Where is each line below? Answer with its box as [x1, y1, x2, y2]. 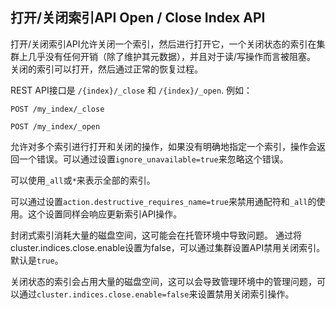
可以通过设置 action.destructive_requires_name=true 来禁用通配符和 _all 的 [10, 195, 317, 207]
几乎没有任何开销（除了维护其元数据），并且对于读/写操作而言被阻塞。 [27, 50, 317, 62]
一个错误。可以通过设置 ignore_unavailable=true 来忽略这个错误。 [18, 153, 289, 165]
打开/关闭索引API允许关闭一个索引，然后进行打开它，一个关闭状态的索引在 [10, 38, 317, 50]
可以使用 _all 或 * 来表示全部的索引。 [10, 174, 156, 186]
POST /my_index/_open [10, 121, 101, 132]
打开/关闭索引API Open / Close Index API [10, 9, 266, 27]
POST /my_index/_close [10, 104, 105, 114]
